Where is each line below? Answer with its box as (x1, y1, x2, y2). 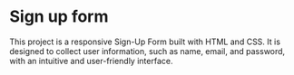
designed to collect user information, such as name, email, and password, (9, 45, 286, 56)
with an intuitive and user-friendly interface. (9, 55, 173, 66)
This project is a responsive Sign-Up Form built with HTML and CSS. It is (9, 36, 281, 47)
